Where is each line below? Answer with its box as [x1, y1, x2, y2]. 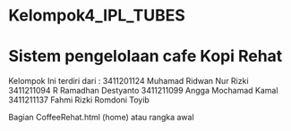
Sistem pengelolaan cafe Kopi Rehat [8, 46, 283, 67]
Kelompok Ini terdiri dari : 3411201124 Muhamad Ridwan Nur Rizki [8, 76, 249, 86]
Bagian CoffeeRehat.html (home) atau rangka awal [8, 112, 194, 123]
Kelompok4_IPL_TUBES [8, 5, 185, 26]
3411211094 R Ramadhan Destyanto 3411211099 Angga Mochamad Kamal [8, 86, 278, 96]
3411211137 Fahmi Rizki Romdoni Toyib [8, 94, 150, 105]
